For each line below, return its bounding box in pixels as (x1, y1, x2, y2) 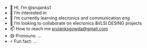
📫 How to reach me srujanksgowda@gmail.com (9, 26, 108, 31)
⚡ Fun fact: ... (9, 38, 37, 44)
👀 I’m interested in (9, 10, 47, 16)
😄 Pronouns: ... (9, 33, 42, 39)
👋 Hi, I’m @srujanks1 (9, 5, 51, 10)
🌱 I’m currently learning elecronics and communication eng (9, 15, 130, 21)
